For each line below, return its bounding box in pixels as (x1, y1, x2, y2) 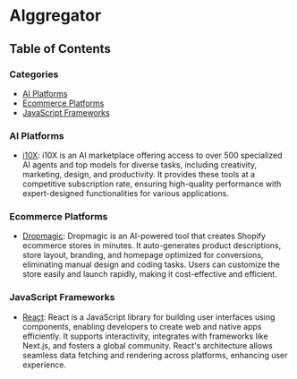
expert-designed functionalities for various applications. (21, 188, 230, 199)
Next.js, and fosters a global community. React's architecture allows (21, 340, 273, 350)
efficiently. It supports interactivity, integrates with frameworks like (21, 331, 268, 341)
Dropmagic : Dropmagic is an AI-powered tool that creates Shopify (21, 230, 267, 242)
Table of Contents (9, 41, 112, 56)
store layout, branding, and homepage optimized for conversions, (21, 250, 264, 261)
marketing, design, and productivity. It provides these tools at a (21, 169, 256, 180)
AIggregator (9, 5, 102, 26)
